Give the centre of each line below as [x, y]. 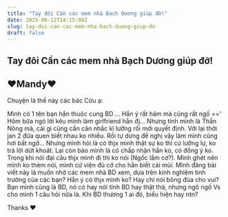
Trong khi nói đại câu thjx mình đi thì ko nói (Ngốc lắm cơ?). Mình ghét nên [113, 158]
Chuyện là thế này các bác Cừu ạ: [55, 101]
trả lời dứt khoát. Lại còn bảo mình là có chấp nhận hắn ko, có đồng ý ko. [110, 151]
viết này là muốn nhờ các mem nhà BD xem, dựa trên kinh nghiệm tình [106, 172]
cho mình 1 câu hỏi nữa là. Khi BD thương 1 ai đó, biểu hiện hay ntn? [103, 194]
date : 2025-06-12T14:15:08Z [48, 20]
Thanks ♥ [22, 208]
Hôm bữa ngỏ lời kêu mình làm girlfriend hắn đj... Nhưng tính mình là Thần [112, 121]
